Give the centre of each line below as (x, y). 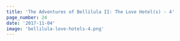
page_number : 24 (27, 17)
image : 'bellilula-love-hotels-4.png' (55, 29)
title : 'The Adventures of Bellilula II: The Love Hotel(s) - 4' (90, 12)
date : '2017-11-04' (31, 23)
